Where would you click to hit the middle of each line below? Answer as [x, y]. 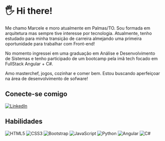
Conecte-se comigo [36, 94]
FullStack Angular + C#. [29, 64]
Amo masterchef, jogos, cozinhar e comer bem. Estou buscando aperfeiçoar [82, 73]
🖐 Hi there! [29, 11]
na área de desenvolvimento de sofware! [47, 78]
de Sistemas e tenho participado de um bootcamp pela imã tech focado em [82, 58]
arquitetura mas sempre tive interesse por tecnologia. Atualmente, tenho [79, 33]
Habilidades [24, 122]
